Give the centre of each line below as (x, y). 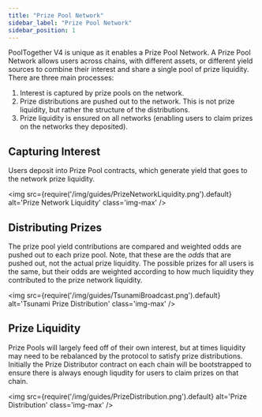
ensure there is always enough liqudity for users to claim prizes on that (124, 373)
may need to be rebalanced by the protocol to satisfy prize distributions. (125, 355)
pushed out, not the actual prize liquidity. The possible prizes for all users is (131, 263)
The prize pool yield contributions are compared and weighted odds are (125, 246)
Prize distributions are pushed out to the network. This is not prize (127, 101)
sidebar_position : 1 (42, 30)
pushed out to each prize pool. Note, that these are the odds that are (120, 255)
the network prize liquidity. (52, 179)
